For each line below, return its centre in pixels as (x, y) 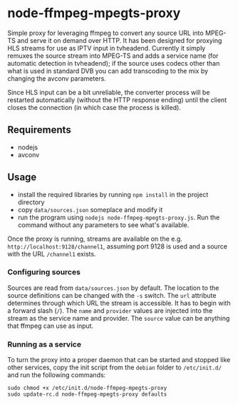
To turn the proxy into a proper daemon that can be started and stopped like (119, 360)
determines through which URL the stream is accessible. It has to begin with (119, 303)
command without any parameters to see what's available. (103, 225)
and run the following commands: (57, 375)
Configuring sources (44, 272)
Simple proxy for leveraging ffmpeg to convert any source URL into (106, 33)
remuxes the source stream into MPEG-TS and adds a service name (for (113, 56)
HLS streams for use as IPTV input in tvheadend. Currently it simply (107, 48)
